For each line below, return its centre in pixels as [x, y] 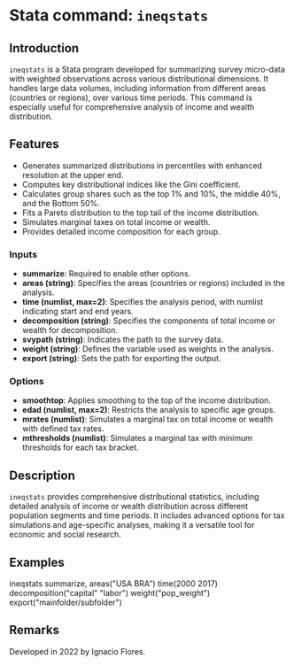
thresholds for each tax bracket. [80, 447]
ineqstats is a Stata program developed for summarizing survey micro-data [147, 69]
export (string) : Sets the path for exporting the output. [121, 359]
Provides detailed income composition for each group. [121, 231]
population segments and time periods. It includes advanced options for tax [147, 515]
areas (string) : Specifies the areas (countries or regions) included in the [154, 283]
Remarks [35, 630]
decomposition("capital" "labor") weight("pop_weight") [110, 593]
